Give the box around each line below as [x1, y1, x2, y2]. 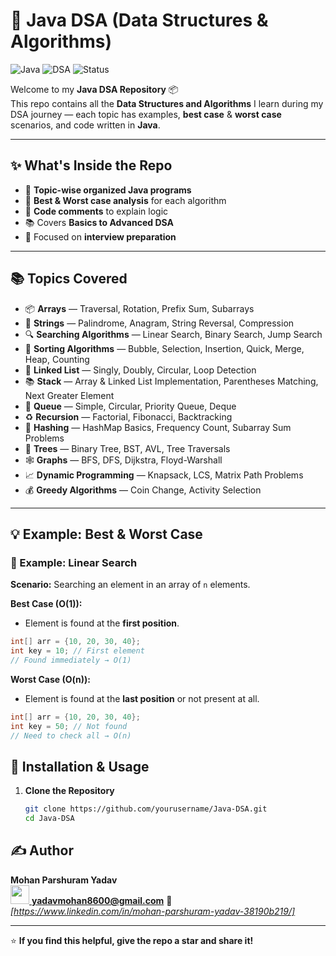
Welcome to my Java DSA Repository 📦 [10, 83, 179, 95]
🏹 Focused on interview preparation [24, 230, 177, 243]
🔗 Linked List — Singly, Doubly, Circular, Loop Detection [24, 364, 257, 376]
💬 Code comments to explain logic [24, 205, 169, 217]
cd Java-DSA [24, 814, 75, 824]
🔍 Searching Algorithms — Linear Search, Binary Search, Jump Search [24, 328, 323, 340]
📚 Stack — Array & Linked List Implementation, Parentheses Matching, [24, 375, 319, 387]
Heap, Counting [24, 353, 90, 365]
